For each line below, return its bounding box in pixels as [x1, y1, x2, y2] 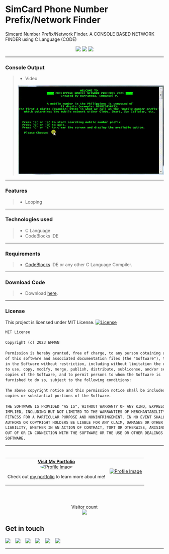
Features [5, 188, 28, 195]
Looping [25, 199, 43, 205]
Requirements [5, 250, 41, 257]
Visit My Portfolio [37, 459, 75, 464]
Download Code [5, 279, 45, 286]
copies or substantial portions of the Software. [5, 393, 112, 399]
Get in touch [5, 524, 44, 533]
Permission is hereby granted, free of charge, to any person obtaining [5, 351, 161, 356]
